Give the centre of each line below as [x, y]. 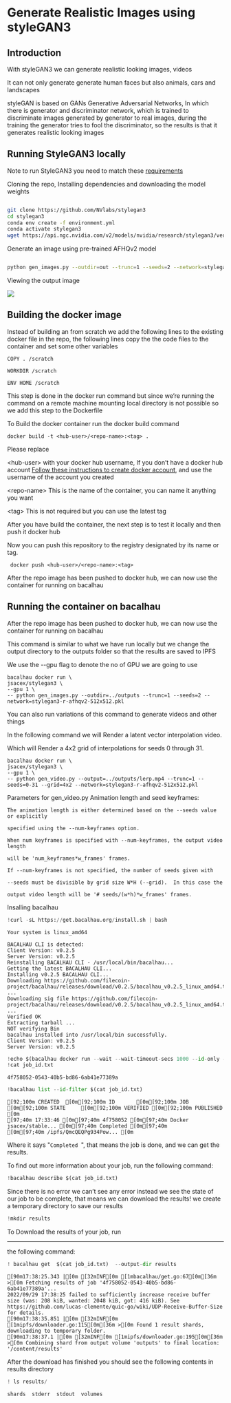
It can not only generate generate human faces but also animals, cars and [111, 83]
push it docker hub [34, 531]
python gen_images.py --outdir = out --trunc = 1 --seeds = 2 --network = [106, 267]
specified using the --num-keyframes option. [73, 828]
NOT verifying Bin [33, 1028]
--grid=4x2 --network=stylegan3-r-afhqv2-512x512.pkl [119, 785]
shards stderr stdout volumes [55, 1394]
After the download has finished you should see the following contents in [110, 1362]
